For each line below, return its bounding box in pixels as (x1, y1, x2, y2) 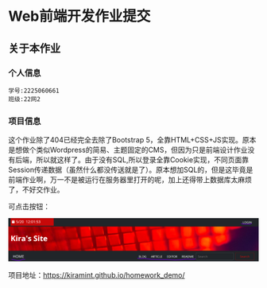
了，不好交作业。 (8, 185, 64, 194)
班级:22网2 (8, 95, 41, 103)
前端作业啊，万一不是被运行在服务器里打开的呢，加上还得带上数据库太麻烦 (8, 174, 252, 184)
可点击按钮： (8, 201, 50, 211)
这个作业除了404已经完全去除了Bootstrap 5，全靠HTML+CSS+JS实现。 (8, 134, 243, 144)
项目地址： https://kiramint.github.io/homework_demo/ (8, 270, 185, 280)
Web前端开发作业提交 (8, 7, 151, 25)
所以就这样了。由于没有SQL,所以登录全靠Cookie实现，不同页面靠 (35, 154, 249, 164)
